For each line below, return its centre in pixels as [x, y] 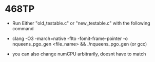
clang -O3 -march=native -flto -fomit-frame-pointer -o [70, 38]
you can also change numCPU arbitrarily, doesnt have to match [79, 54]
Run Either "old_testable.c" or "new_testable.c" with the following [81, 23]
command [23, 28]
